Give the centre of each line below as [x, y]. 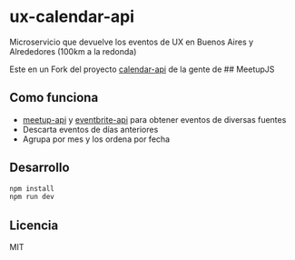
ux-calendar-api [72, 17]
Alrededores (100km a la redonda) [73, 51]
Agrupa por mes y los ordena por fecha [96, 139]
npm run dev [32, 197]
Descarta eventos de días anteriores [90, 129]
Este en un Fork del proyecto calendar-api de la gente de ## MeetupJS [142, 69]
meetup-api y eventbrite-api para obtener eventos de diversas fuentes [154, 119]
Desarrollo [39, 168]
